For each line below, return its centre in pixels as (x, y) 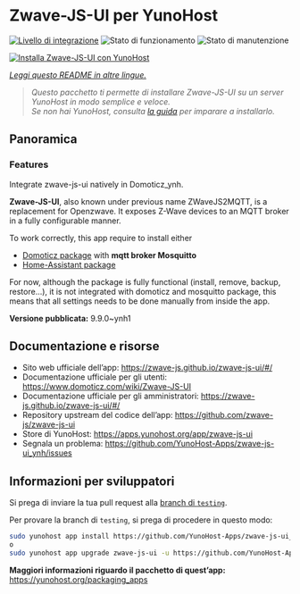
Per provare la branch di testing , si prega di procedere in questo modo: (141, 520)
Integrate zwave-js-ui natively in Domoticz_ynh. (96, 184)
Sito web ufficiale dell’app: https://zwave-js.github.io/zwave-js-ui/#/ (147, 368)
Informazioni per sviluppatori (92, 481)
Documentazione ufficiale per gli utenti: (95, 377)
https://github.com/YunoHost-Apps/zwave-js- (190, 444)
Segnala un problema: (62, 444)
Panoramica (43, 139)
